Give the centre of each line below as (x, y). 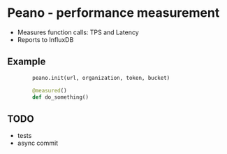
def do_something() (61, 97)
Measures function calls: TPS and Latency (78, 32)
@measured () (50, 90)
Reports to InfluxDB (45, 39)
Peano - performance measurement (113, 13)
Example (27, 62)
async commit (38, 143)
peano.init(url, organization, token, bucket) (101, 78)
